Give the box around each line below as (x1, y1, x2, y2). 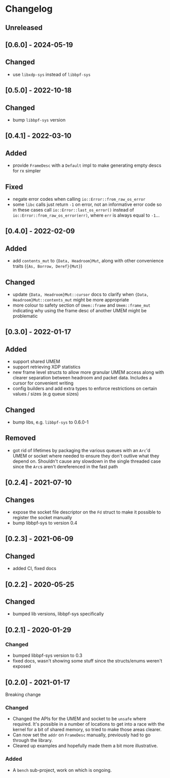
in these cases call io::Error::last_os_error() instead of (12, 207, 134, 213)
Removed (5, 434, 36, 442)
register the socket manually (12, 515, 73, 521)
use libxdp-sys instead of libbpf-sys (12, 71, 91, 77)
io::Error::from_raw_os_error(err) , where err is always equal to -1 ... (12, 212, 160, 218)
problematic (12, 313, 38, 319)
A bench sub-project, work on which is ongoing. (12, 767, 112, 773)
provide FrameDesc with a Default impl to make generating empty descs (12, 162, 161, 168)
